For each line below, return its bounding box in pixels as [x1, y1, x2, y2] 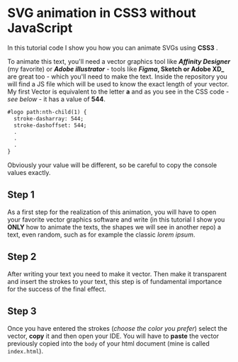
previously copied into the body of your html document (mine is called [7, 339, 210, 348]
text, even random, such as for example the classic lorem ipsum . [7, 230, 195, 239]
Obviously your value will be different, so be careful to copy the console [7, 161, 217, 169]
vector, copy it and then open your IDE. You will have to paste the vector [7, 332, 220, 340]
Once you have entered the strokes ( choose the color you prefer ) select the [7, 324, 228, 332]
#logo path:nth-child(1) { [7, 108, 87, 115]
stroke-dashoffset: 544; [13, 122, 87, 129]
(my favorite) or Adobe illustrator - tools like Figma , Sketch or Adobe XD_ [7, 64, 225, 73]
